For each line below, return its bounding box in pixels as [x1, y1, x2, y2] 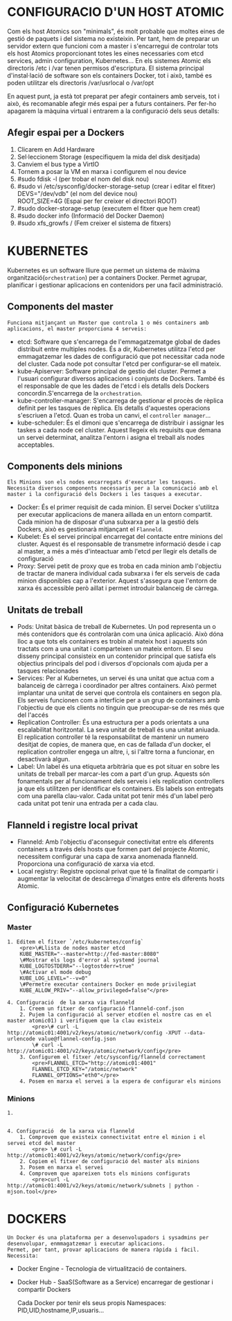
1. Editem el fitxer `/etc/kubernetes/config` [7, 938, 144, 946]
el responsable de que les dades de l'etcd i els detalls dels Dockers [17, 382, 210, 390]
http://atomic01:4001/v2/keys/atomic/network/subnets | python [7, 1182, 194, 1189]
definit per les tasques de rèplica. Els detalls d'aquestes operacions [17, 403, 211, 412]
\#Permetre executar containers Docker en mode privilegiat [19, 981, 197, 988]
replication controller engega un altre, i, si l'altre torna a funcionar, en [17, 747, 215, 756]
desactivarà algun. [17, 755, 71, 763]
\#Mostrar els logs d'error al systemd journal [19, 957, 159, 964]
